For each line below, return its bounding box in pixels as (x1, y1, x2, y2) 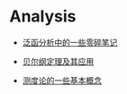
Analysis (9, 6, 77, 27)
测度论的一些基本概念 (22, 74, 102, 86)
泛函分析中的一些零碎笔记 (22, 37, 118, 47)
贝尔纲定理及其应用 (22, 56, 95, 66)
